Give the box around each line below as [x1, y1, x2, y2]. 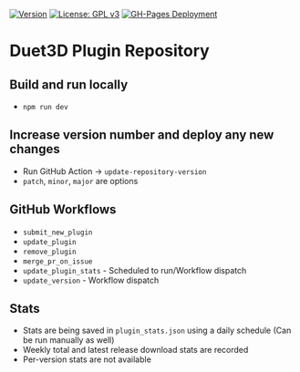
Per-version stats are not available [22, 354, 152, 365]
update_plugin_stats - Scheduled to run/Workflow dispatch [22, 264, 247, 275]
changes [9, 141, 61, 157]
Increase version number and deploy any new [9, 128, 274, 143]
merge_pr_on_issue [22, 256, 93, 266]
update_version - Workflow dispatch [22, 274, 160, 285]
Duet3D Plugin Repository [9, 41, 210, 61]
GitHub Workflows [9, 201, 117, 218]
